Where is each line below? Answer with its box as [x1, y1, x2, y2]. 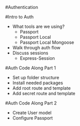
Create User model [12, 110, 51, 116]
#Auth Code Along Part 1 [5, 65, 56, 71]
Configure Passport [12, 115, 53, 121]
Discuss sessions [12, 50, 48, 56]
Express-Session [19, 55, 55, 61]
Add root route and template [12, 85, 71, 91]
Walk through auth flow [12, 45, 61, 50]
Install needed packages [12, 80, 63, 86]
